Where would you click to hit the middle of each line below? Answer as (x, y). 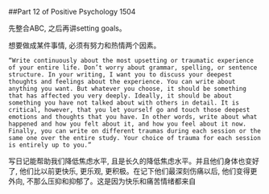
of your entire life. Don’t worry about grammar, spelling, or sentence (133, 68)
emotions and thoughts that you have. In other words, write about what (133, 117)
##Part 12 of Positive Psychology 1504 (72, 12)
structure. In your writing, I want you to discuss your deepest (120, 75)
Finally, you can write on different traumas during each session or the (135, 131)
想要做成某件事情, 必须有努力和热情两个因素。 (85, 45)
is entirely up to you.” (50, 145)
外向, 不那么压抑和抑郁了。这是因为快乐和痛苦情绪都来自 (102, 181)
